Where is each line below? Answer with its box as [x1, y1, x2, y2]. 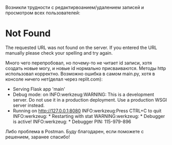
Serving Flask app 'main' [12, 86, 66, 92]
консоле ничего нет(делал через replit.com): [5, 76, 103, 82]
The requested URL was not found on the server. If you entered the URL [5, 44, 158, 51]
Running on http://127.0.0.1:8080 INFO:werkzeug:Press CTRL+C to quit [12, 107, 162, 114]
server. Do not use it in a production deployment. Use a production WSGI [12, 96, 167, 103]
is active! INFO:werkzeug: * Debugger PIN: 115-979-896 [12, 118, 131, 125]
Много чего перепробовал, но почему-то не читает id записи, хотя [5, 60, 152, 66]
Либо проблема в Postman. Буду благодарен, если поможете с [5, 128, 144, 134]
